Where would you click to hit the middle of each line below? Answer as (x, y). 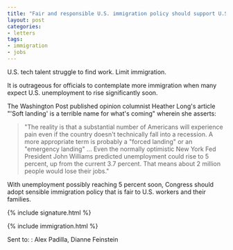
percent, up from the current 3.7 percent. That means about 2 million (122, 163)
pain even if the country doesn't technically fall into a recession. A (119, 134)
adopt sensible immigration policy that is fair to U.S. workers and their (107, 192)
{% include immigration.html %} (53, 226)
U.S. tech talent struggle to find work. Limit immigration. (87, 72)
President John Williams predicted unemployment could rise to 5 (116, 156)
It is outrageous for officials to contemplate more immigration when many (112, 85)
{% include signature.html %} (49, 213)
